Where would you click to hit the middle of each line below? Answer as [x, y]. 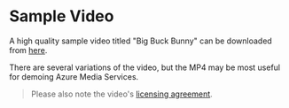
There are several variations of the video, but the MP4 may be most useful [145, 67]
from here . [28, 50]
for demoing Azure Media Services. [74, 76]
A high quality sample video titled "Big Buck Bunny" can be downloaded [141, 41]
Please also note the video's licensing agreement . [121, 94]
